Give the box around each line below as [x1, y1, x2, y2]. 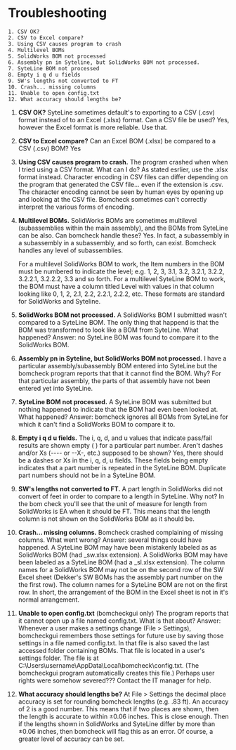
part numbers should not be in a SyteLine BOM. [18, 471, 156, 479]
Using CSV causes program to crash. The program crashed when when [18, 157, 228, 166]
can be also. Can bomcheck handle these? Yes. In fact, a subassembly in [18, 231, 230, 240]
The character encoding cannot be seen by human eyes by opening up [18, 188, 224, 196]
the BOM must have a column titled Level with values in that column [18, 282, 215, 290]
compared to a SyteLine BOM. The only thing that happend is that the [18, 318, 219, 326]
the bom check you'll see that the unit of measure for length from [18, 499, 207, 507]
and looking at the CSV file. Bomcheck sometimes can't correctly [18, 195, 207, 203]
